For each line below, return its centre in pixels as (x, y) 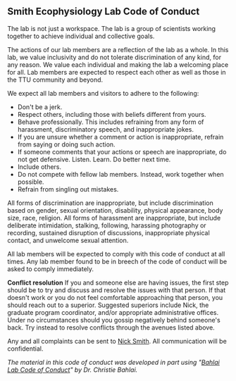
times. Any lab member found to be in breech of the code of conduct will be (117, 261)
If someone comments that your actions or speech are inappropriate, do (122, 151)
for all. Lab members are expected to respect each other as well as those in (117, 72)
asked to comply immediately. (50, 269)
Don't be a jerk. (40, 107)
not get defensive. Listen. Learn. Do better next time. (94, 159)
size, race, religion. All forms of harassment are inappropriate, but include (114, 218)
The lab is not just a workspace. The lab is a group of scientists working (112, 28)
